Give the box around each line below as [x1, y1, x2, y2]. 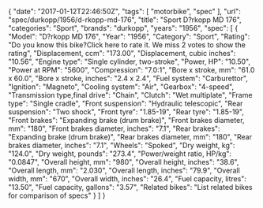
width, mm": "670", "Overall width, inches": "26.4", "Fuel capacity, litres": [8, 174, 247, 184]
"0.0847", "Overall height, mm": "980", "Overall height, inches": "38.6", [8, 158, 239, 166]
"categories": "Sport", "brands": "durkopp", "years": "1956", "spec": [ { [8, 24, 239, 32]
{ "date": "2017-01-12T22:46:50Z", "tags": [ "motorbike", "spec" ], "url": [8, 7, 241, 16]
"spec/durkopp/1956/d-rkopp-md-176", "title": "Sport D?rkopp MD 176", [8, 15, 242, 24]
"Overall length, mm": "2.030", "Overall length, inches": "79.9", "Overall [8, 165, 241, 175]
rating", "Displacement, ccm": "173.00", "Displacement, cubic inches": [8, 49, 236, 58]
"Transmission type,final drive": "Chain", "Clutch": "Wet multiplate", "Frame [8, 91, 253, 99]
